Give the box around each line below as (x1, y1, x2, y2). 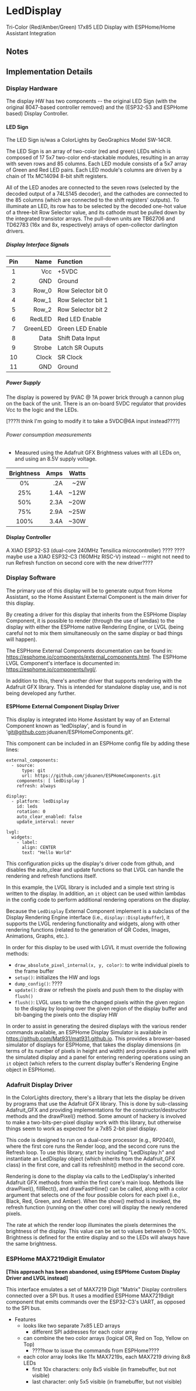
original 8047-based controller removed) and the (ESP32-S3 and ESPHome (6, 104, 188, 111)
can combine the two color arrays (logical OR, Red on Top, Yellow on (23, 1334, 189, 1341)
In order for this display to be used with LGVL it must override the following (6, 944, 187, 951)
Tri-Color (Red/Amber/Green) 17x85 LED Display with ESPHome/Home (6, 23, 176, 30)
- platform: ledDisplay (11, 799, 69, 804)
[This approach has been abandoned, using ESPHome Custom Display (6, 1268, 180, 1275)
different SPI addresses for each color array (32, 1328, 138, 1335)
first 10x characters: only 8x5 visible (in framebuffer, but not (32, 1365, 177, 1372)
